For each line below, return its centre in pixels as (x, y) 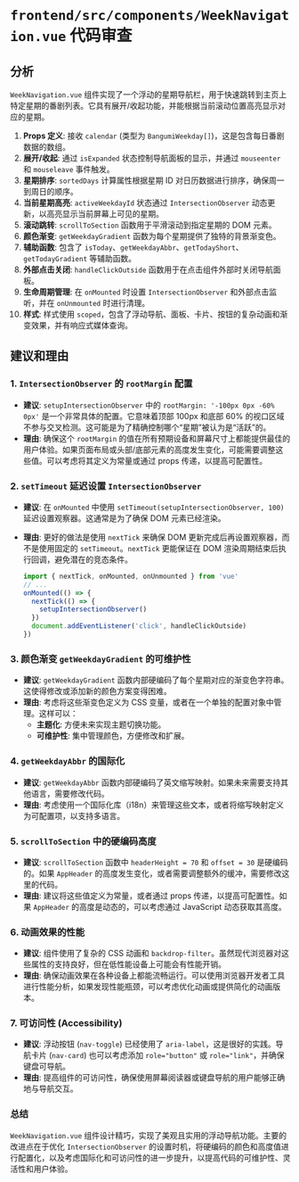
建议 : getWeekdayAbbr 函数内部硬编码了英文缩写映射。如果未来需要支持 (152, 782)
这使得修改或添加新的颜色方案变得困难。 (97, 691)
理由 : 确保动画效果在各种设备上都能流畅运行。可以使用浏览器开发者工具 (154, 976)
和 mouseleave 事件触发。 (69, 169)
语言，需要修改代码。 (70, 793)
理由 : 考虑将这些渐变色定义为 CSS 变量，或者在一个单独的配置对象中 (148, 702)
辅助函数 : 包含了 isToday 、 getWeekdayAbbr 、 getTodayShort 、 (133, 247)
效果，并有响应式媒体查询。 (81, 325)
